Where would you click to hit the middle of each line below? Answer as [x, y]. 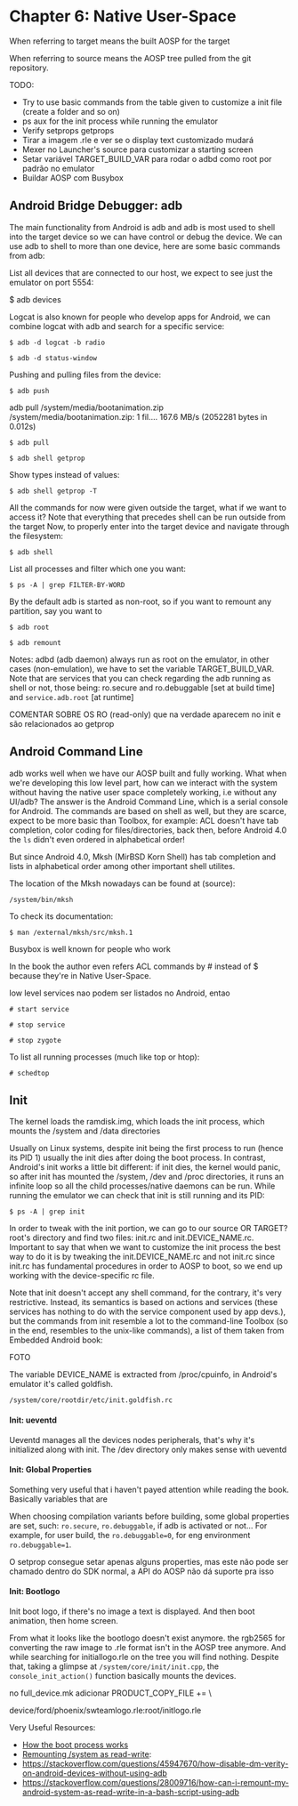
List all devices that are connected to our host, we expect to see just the [141, 272]
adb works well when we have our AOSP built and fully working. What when [148, 773]
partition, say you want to [56, 610]
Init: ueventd [33, 1420]
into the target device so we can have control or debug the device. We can [146, 237]
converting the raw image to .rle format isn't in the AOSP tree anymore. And [148, 1647]
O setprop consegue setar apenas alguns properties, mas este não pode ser [149, 1561]
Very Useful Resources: [52, 1727]
